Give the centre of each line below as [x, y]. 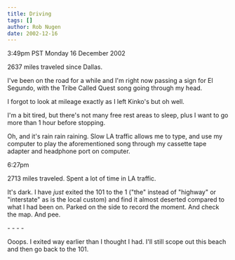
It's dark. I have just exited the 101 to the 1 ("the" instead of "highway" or [112, 192]
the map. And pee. [34, 214]
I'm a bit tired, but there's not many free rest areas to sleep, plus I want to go [118, 115]
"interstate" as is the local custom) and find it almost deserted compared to [116, 200]
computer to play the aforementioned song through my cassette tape [107, 144]
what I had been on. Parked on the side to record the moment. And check [113, 207]
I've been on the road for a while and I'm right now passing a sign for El [110, 81]
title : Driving [29, 14]
